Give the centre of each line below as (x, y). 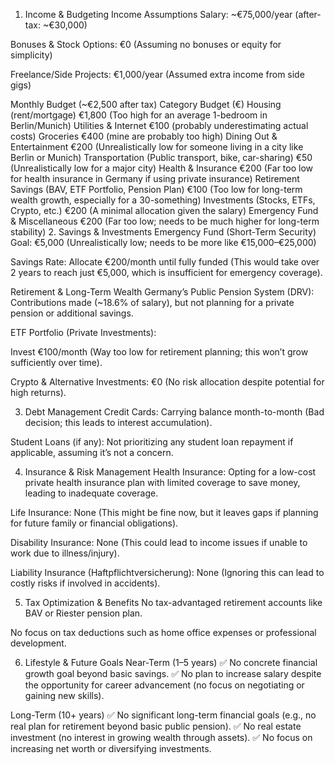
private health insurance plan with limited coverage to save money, (162, 482)
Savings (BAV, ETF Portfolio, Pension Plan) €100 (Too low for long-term (156, 189)
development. (38, 643)
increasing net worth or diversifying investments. (111, 748)
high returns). (38, 392)
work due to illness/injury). (65, 553)
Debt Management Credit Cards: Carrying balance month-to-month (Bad (174, 412)
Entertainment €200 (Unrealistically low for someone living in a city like (157, 147)
